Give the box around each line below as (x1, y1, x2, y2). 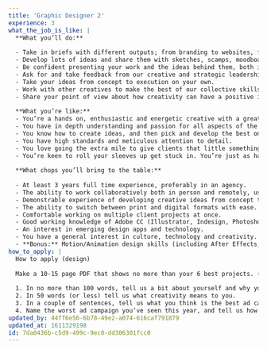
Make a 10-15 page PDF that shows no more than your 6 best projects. (15, 270, 254, 278)
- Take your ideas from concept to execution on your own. (15, 78, 215, 86)
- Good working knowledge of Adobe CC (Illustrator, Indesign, (15, 218, 229, 226)
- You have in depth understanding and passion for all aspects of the (15, 122, 258, 130)
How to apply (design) (15, 255, 91, 263)
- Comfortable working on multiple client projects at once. (15, 211, 222, 219)
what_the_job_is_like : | (8, 26, 91, 34)
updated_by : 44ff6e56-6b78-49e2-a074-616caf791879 (8, 314, 180, 322)
